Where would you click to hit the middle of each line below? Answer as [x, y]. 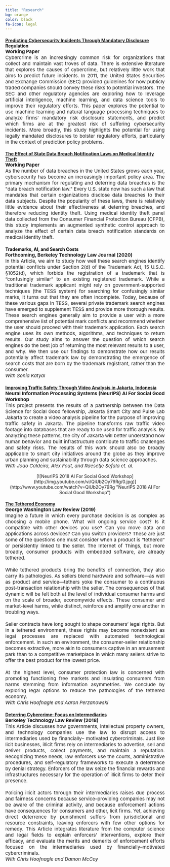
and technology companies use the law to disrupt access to [85, 732]
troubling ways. [23, 612]
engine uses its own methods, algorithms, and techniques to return [85, 333]
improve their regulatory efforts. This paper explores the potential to [85, 106]
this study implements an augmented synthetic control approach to [85, 225]
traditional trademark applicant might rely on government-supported [85, 285]
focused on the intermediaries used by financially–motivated [85, 847]
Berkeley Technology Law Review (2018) [52, 720]
